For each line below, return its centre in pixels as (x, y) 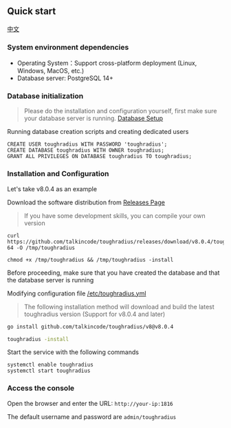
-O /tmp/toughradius (46, 248)
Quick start (32, 11)
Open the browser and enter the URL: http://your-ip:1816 (90, 403)
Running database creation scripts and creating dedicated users (98, 132)
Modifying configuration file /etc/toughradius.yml (77, 293)
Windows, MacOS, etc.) (51, 71)
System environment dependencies (68, 47)
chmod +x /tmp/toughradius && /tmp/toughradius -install (90, 260)
